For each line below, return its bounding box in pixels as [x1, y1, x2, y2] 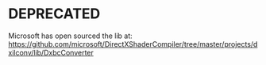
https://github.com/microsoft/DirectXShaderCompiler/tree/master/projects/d [8, 39, 258, 48]
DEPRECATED [8, 5, 101, 23]
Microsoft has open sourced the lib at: [8, 31, 133, 40]
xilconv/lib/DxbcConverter [8, 48, 94, 57]
